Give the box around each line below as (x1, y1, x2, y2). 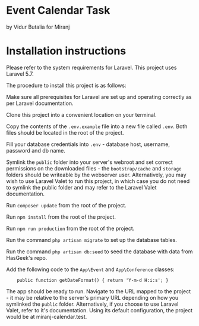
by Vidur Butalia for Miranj (6, 23, 70, 30)
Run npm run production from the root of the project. (6, 225, 135, 232)
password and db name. (6, 147, 65, 154)
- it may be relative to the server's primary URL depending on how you (6, 294, 179, 301)
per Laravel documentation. (6, 100, 74, 107)
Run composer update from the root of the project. (6, 201, 127, 209)
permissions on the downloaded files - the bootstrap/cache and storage (6, 164, 182, 172)
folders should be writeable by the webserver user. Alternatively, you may (6, 171, 187, 178)
